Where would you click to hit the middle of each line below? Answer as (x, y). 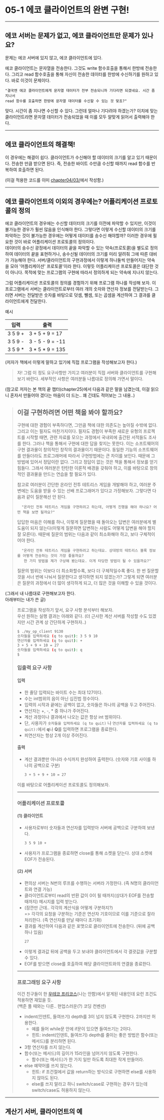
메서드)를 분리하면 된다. (54, 1041)
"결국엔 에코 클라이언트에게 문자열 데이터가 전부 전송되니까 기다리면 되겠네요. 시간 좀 (80, 91)
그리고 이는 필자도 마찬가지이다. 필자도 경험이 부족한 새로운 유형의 (80, 431)
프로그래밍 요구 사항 (39, 982)
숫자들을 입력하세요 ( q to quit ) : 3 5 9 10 (57, 636)
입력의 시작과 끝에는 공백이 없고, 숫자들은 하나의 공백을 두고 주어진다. (90, 704)
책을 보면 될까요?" (39, 512)
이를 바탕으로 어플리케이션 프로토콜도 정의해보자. (63, 784)
